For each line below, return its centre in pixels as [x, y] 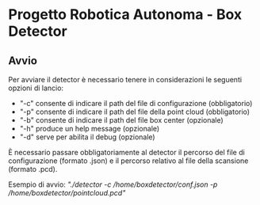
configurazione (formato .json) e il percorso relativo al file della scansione [128, 161]
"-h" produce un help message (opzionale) [90, 129]
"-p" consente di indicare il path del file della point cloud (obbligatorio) [135, 112]
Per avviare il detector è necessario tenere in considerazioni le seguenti [125, 80]
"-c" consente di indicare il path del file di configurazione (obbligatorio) [136, 103]
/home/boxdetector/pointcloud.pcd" [67, 193]
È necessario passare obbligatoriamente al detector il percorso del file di [127, 152]
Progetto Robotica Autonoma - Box [125, 15]
